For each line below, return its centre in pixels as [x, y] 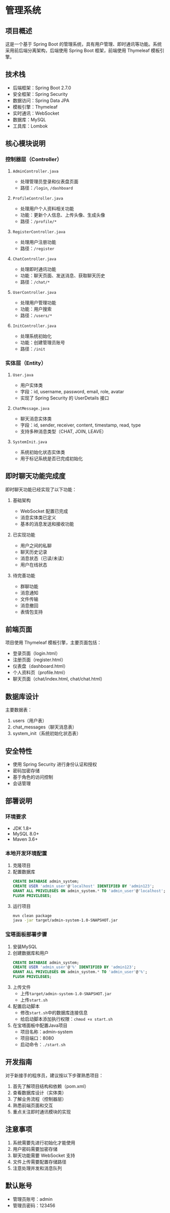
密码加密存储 [26, 771]
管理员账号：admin [33, 1199]
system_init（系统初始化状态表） [47, 734]
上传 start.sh [34, 1000]
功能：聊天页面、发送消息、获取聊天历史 [63, 275]
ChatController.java [34, 259]
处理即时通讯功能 [38, 269]
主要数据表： [19, 710]
